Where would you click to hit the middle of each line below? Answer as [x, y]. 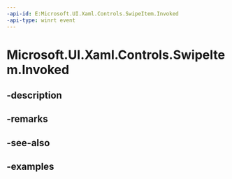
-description [34, 95]
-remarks [27, 119]
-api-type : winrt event [41, 20]
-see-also [28, 143]
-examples [30, 167]
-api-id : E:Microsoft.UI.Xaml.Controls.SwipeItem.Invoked [93, 14]
